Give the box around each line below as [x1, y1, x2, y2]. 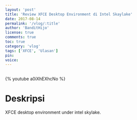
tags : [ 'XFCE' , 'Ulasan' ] [5, 48, 58, 53]
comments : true [5, 35, 36, 40]
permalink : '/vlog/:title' [5, 21, 60, 26]
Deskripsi [5, 93, 45, 104]
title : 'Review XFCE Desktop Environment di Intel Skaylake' [5, 12, 133, 17]
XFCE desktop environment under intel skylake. [5, 109, 101, 116]
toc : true [5, 39, 26, 44]
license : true [5, 30, 34, 35]
